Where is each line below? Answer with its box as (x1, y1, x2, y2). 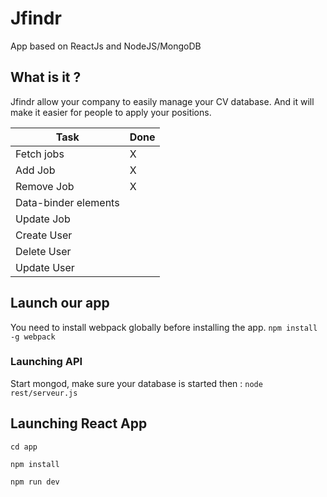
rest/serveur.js (10, 388, 78, 398)
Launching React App (10, 415, 148, 432)
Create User (15, 228, 73, 242)
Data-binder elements (15, 195, 120, 209)
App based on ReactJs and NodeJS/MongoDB (10, 40, 202, 52)
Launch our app (10, 295, 110, 312)
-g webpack (10, 332, 56, 342)
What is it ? (10, 69, 82, 86)
